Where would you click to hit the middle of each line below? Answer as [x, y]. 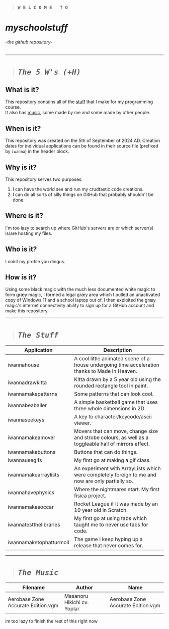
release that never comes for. [109, 546]
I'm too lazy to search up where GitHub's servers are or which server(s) [79, 228]
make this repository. [27, 311]
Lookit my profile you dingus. [35, 261]
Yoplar [72, 609]
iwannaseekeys [26, 420]
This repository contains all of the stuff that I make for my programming [79, 102]
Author [84, 588]
